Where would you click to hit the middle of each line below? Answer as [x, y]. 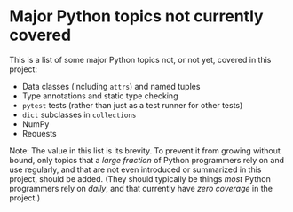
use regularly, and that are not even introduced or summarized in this [135, 169]
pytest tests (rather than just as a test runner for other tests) [132, 105]
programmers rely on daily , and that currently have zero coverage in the [141, 188]
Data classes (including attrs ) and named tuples [111, 86]
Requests [39, 133]
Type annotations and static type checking [100, 96]
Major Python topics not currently [136, 16]
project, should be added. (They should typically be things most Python [140, 178]
